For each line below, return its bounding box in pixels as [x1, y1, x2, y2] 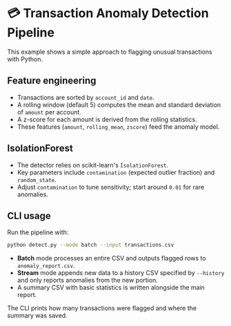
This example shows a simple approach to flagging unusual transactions [7, 48, 212, 56]
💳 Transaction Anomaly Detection [7, 6, 209, 21]
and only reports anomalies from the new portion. [17, 276, 159, 285]
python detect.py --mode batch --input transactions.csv [7, 242, 174, 249]
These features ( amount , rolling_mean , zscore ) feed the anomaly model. [17, 122, 220, 131]
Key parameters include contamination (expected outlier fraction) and [17, 168, 215, 176]
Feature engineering [7, 75, 97, 87]
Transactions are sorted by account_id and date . [17, 93, 155, 101]
